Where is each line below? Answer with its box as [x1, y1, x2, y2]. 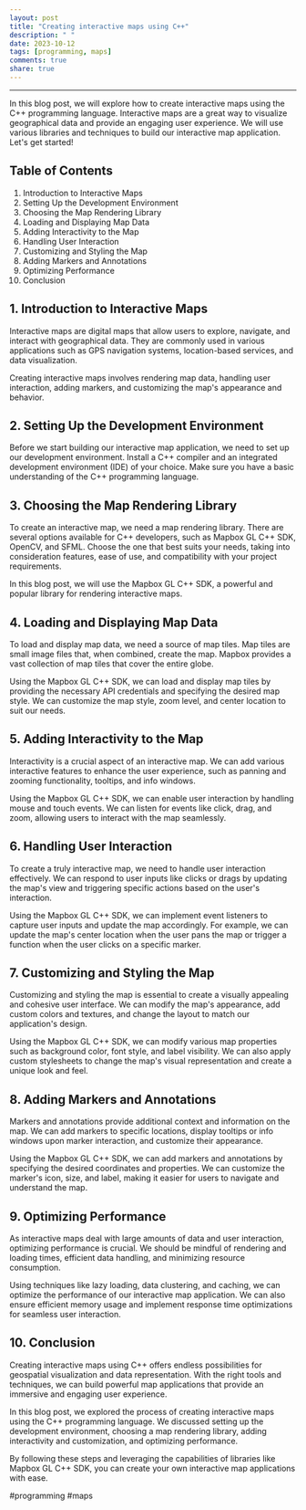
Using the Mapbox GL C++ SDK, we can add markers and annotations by [9, 1153, 283, 1164]
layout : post [9, 13, 59, 23]
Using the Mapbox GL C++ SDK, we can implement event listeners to [9, 909, 269, 920]
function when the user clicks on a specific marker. [9, 939, 202, 949]
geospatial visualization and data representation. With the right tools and [9, 1368, 282, 1379]
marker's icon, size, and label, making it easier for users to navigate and [9, 1172, 280, 1183]
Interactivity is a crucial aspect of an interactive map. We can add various [9, 755, 285, 767]
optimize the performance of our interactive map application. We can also [9, 1289, 286, 1300]
